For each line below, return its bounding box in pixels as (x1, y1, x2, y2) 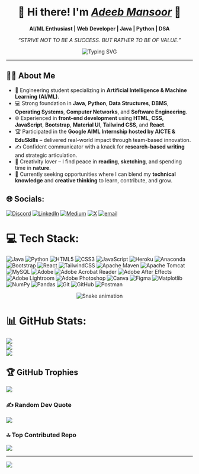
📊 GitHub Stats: (6, 314, 87, 327)
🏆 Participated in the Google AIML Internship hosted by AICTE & (14, 128, 176, 135)
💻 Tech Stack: (6, 232, 79, 245)
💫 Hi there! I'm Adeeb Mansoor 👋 (17, 5, 182, 19)
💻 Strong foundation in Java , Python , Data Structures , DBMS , (14, 99, 169, 106)
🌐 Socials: (6, 194, 45, 204)
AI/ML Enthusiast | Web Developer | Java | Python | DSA (29, 25, 170, 32)
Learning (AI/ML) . (14, 93, 59, 100)
